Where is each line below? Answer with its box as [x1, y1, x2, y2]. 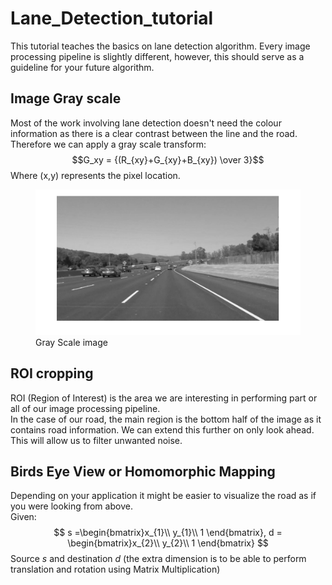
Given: [10, 511, 37, 523]
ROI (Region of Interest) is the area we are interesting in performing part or [10, 392, 318, 404]
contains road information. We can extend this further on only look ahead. [10, 423, 315, 436]
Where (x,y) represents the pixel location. [10, 169, 181, 181]
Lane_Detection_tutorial [10, 7, 214, 30]
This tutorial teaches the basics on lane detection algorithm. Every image [10, 40, 311, 52]
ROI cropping [10, 365, 94, 382]
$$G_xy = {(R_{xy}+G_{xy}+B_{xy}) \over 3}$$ [71, 153, 265, 166]
